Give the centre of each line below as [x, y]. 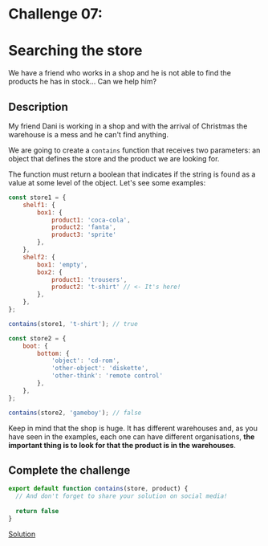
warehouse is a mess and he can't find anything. [89, 134]
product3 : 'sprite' [83, 235]
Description [38, 106]
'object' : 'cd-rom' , [85, 361]
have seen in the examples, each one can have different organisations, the [132, 436]
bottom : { [53, 353]
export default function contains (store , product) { [98, 489]
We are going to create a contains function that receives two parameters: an [134, 150]
